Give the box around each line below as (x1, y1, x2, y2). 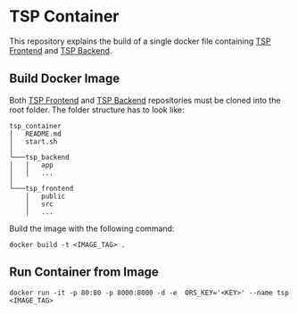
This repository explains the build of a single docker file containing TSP (9, 36, 271, 46)
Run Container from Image (9, 265, 159, 280)
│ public (25, 192, 66, 201)
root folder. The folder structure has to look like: (9, 104, 185, 115)
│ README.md (9, 129, 62, 138)
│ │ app (9, 161, 54, 169)
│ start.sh (9, 136, 58, 146)
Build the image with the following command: (9, 223, 175, 234)
